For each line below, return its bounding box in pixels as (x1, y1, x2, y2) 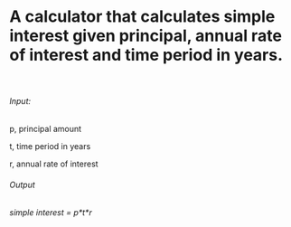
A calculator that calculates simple (9, 6, 276, 27)
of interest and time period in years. (9, 45, 283, 65)
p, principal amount (9, 124, 82, 135)
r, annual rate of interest (9, 158, 99, 169)
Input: (9, 95, 32, 106)
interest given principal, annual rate (9, 25, 283, 46)
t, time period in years (9, 141, 91, 152)
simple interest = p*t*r (9, 207, 92, 218)
